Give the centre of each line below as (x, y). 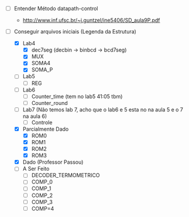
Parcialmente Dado (46, 129)
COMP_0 (42, 182)
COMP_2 (42, 195)
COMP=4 (43, 208)
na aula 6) (35, 116)
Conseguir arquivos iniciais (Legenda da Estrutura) (75, 32)
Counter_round (49, 103)
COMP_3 (42, 202)
